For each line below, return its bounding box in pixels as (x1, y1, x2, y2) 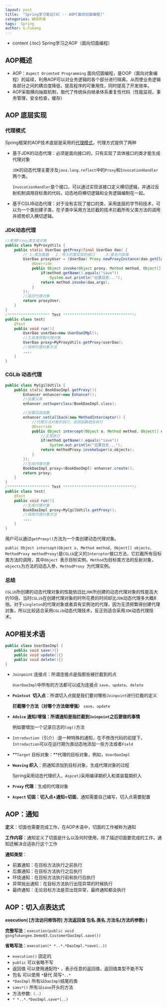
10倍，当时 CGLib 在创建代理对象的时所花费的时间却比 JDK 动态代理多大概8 (9, 595, 157, 601)
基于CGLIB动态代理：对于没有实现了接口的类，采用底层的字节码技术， (12, 200, 157, 207)
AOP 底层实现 (5, 111, 47, 119)
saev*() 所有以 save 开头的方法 (12, 984, 74, 991)
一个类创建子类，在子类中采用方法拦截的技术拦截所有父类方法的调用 (21, 207, 161, 213)
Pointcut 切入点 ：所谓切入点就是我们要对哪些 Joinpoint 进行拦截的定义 (12, 692, 158, 698)
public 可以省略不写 (12, 959, 54, 966)
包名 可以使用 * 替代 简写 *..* (12, 972, 71, 978)
